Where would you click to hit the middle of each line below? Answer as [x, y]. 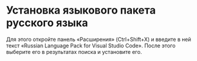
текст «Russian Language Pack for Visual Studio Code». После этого [91, 46]
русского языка [47, 23]
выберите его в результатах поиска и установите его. [74, 52]
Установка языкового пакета [81, 10]
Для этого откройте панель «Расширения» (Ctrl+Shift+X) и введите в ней [98, 39]
